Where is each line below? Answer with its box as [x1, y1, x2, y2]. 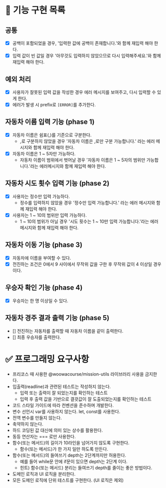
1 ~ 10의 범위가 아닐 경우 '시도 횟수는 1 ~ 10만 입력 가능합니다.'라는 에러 [19, 218, 159, 224]
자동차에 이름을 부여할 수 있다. [12, 255, 71, 261]
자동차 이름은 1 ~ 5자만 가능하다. [12, 150, 76, 156]
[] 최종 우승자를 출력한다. [12, 334, 61, 340]
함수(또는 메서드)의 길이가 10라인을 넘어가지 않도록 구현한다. [12, 440, 130, 446]
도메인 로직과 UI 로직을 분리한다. [12, 471, 76, 477]
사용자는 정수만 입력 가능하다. [12, 193, 70, 199]
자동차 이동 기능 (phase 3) [5, 241, 83, 249]
